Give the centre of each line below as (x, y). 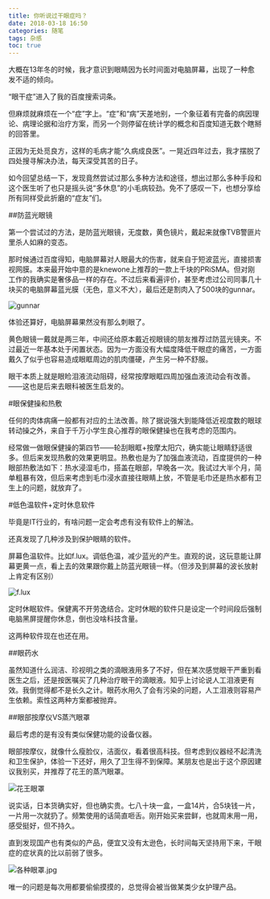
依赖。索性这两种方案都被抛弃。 (68, 701)
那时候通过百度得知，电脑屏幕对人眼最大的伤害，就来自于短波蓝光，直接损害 (135, 259)
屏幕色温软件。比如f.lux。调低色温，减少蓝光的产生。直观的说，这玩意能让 (131, 556)
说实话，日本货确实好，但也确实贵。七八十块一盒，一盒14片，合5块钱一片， (134, 806)
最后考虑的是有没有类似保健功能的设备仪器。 (82, 734)
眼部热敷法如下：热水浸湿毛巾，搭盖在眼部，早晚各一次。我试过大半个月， (131, 468)
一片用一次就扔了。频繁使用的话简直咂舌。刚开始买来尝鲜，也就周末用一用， (135, 815)
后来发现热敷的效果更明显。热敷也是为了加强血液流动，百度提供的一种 (145, 458)
